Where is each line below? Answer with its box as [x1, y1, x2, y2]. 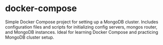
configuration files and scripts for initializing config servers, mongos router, [5, 24, 158, 30]
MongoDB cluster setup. [5, 34, 54, 40]
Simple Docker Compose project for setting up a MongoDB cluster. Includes [5, 19, 159, 25]
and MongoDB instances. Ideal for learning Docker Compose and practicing [5, 29, 159, 35]
